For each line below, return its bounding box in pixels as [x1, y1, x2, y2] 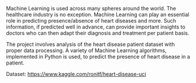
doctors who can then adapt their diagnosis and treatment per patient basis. [6, 30, 190, 37]
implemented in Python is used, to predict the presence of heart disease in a [6, 53, 190, 60]
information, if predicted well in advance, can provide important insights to [6, 23, 185, 30]
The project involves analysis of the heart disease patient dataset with [6, 41, 176, 48]
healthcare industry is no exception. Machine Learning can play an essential [6, 11, 190, 18]
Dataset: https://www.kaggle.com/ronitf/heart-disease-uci [6, 71, 146, 77]
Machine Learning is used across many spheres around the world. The [6, 5, 177, 12]
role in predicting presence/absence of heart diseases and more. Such [6, 17, 177, 24]
